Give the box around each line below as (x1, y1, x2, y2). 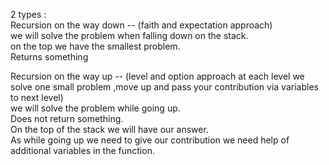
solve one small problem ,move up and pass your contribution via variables (10, 81, 319, 93)
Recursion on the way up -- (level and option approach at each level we (10, 70, 305, 82)
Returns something (10, 51, 89, 63)
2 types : (10, 9, 47, 20)
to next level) (10, 92, 64, 103)
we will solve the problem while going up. (10, 102, 181, 114)
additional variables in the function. (10, 145, 155, 156)
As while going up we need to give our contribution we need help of (10, 134, 290, 146)
